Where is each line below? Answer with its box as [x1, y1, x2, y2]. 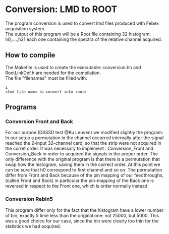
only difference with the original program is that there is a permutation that [5, 156, 160, 162]
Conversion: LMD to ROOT [5, 4, 118, 15]
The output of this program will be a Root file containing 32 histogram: [5, 31, 151, 37]
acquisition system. [5, 25, 46, 31]
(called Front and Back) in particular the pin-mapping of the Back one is [5, 178, 154, 184]
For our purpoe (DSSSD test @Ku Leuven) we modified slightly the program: [5, 130, 163, 136]
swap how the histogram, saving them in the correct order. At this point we [5, 161, 160, 167]
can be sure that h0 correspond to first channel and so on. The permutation [5, 167, 162, 173]
